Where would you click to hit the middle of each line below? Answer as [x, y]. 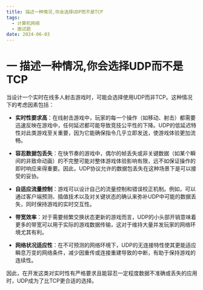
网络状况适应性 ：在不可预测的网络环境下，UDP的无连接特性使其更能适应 [106, 245]
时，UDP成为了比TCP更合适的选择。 [52, 281]
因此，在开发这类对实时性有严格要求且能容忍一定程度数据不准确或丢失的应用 [102, 273]
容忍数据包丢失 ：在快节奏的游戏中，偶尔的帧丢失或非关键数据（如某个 [103, 153]
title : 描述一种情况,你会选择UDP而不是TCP [55, 12]
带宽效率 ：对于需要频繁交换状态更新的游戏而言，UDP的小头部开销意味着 [106, 217]
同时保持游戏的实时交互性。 [60, 204]
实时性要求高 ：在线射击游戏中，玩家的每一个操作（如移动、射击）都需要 [105, 118]
